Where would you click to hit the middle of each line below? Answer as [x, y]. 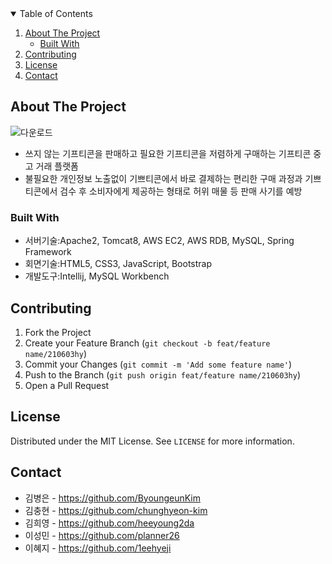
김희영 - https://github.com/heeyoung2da [109, 523]
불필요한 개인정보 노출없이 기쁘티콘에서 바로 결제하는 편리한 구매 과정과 [163, 178]
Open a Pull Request [67, 385]
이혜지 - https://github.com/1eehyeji [98, 548]
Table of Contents [56, 13]
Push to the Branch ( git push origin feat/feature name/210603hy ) [163, 374]
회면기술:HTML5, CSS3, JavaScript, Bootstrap [118, 264]
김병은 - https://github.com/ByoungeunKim [112, 498]
